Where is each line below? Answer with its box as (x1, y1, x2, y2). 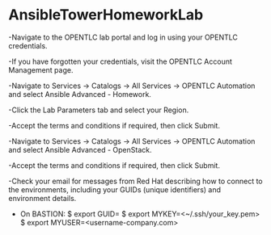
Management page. (8, 65, 74, 74)
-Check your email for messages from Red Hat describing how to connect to (8, 176, 263, 186)
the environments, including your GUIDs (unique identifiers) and (8, 184, 221, 195)
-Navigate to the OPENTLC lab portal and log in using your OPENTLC (8, 32, 239, 42)
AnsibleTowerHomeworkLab (8, 6, 204, 24)
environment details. (8, 193, 77, 203)
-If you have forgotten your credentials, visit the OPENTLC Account (8, 57, 233, 66)
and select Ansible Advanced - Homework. (8, 89, 152, 99)
